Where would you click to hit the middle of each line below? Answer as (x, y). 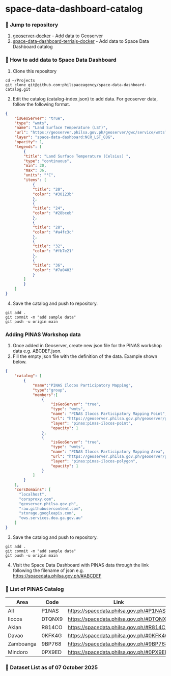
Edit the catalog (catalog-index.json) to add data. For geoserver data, (85, 99)
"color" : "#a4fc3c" (53, 232)
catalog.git (18, 89)
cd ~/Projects (20, 80)
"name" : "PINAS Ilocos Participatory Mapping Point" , (109, 414)
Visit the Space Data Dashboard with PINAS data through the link (81, 565)
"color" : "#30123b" (53, 194)
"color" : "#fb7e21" (53, 251)
